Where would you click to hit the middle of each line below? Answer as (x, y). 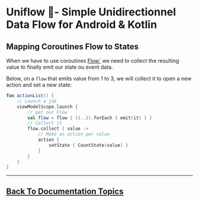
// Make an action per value (74, 134)
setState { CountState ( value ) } (88, 145)
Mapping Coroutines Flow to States (73, 47)
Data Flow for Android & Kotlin (82, 25)
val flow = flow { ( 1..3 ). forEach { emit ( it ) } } (90, 118)
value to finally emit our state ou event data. (60, 67)
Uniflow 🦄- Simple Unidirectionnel (91, 12)
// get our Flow (47, 112)
